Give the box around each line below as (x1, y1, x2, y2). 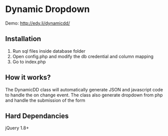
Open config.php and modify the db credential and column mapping (12, 53, 154, 59)
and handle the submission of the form (5, 97, 86, 103)
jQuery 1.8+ (5, 125, 29, 131)
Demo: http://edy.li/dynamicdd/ (5, 20, 70, 26)
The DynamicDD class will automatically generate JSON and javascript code (5, 86, 163, 92)
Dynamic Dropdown (5, 4, 90, 15)
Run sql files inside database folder (12, 48, 86, 54)
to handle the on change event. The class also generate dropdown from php (5, 92, 163, 98)
